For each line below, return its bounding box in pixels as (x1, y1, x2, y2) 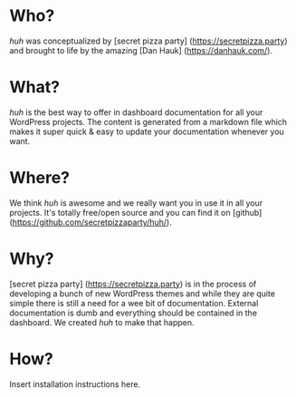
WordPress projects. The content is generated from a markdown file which (9, 116, 288, 127)
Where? (9, 168, 71, 189)
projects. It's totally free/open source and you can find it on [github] (9, 207, 263, 218)
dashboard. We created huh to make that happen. (9, 316, 195, 327)
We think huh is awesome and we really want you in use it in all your (9, 197, 263, 208)
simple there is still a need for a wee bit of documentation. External (9, 297, 259, 308)
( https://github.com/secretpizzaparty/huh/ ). (9, 217, 172, 228)
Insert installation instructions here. (9, 378, 141, 390)
